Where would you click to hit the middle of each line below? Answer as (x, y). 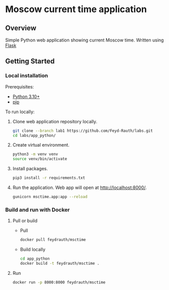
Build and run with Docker (38, 210)
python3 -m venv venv (35, 154)
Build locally (33, 250)
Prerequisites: (20, 86)
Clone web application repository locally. (55, 121)
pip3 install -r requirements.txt (49, 178)
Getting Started (30, 61)
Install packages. (30, 169)
